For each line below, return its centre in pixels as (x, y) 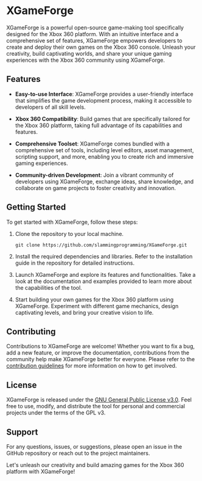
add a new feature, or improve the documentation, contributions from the (98, 353)
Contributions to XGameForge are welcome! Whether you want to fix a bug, (101, 347)
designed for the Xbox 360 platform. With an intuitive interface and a (92, 34)
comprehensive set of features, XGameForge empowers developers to (94, 40)
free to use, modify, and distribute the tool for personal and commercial (96, 406)
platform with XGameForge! (41, 472)
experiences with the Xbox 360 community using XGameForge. (86, 60)
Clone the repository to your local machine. (69, 233)
